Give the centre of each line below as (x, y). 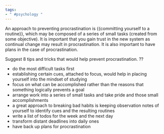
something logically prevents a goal (48, 89)
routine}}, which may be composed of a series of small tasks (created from (81, 34)
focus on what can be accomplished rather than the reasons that (78, 84)
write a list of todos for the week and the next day (63, 116)
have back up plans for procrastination (51, 126)
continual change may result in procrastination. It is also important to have (80, 44)
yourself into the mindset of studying (49, 79)
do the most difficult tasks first (43, 68)
